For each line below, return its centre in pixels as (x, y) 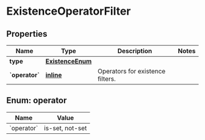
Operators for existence (131, 71)
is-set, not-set (65, 128)
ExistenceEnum (69, 61)
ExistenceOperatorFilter (69, 11)
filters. (106, 79)
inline (54, 75)
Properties (27, 34)
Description (135, 51)
